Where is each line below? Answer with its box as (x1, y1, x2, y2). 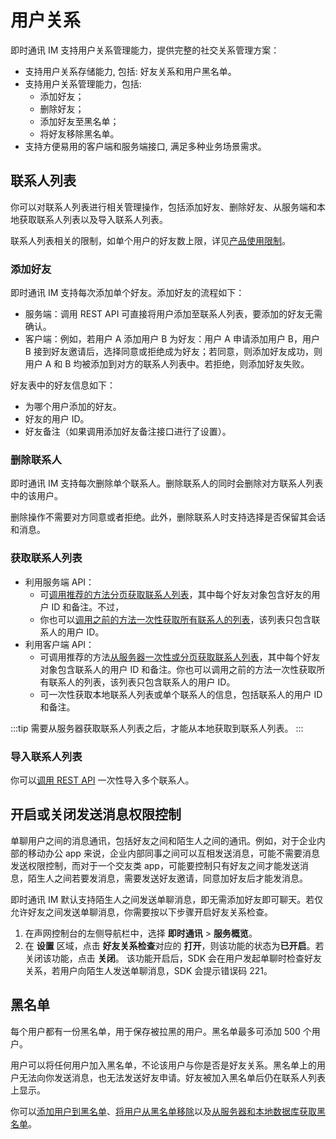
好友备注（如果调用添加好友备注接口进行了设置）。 (24, 426, 232, 438)
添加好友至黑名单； (39, 115, 120, 127)
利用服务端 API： (24, 576, 95, 588)
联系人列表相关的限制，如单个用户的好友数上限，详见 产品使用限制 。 (10, 234, 291, 246)
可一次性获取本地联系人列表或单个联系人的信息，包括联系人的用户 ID (39, 688, 323, 700)
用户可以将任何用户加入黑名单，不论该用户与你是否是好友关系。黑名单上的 (10, 1059, 317, 1071)
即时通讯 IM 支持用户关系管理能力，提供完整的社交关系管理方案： (10, 44, 280, 56)
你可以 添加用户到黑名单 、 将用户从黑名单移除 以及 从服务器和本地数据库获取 (10, 1105, 317, 1117)
